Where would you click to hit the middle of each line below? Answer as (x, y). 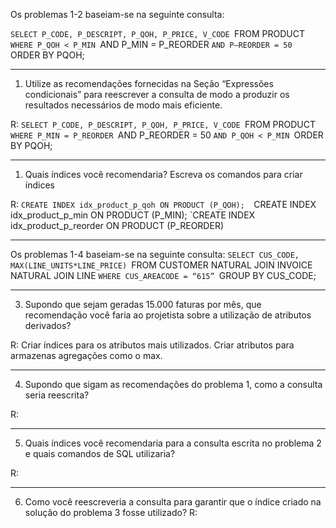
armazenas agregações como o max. (86, 355)
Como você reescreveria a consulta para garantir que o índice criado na (173, 502)
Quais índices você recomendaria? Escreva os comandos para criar (163, 174)
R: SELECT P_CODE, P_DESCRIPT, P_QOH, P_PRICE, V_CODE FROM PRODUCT (163, 124)
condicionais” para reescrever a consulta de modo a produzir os (157, 94)
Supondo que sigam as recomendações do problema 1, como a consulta (173, 384)
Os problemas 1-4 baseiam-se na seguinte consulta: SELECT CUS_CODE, (155, 254)
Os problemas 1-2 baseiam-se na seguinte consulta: (117, 14)
